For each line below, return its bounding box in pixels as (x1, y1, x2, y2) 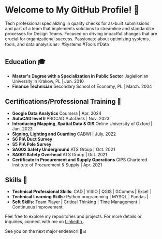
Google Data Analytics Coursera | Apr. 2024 (12, 110, 102, 116)
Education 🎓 (5, 58, 46, 66)
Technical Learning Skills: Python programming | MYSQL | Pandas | (12, 194, 148, 200)
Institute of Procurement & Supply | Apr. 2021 (12, 162, 103, 168)
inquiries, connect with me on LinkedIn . (5, 219, 85, 224)
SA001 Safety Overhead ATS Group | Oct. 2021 (12, 151, 107, 157)
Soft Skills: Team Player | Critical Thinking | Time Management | (12, 199, 140, 205)
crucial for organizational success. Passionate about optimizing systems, (5, 36, 150, 42)
